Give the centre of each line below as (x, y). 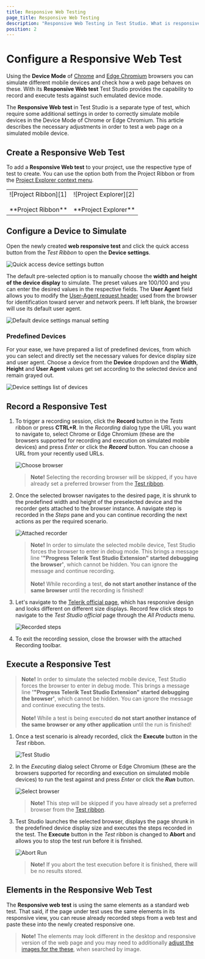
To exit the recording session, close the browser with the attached (98, 639)
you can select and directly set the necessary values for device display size (101, 356)
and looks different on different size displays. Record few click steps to (104, 608)
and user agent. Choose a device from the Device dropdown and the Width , (102, 362)
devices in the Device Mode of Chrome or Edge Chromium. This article (95, 120)
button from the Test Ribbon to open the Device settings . (78, 252)
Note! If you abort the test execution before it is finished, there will (114, 864)
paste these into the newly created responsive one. (71, 924)
